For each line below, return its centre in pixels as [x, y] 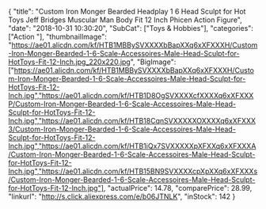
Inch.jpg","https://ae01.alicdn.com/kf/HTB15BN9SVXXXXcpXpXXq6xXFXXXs [133, 171]
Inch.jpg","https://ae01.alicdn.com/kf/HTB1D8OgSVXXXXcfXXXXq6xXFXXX [131, 95]
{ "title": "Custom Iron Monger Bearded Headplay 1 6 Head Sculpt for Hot [127, 11]
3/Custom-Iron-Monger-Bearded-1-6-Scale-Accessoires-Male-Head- [122, 129]
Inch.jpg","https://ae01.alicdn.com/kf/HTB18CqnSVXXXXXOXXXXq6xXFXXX [132, 121]
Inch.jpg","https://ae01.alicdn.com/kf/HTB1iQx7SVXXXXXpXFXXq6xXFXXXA [132, 146]
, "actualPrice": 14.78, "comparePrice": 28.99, [178, 188]
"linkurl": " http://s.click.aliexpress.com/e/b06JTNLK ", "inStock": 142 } [122, 196]
